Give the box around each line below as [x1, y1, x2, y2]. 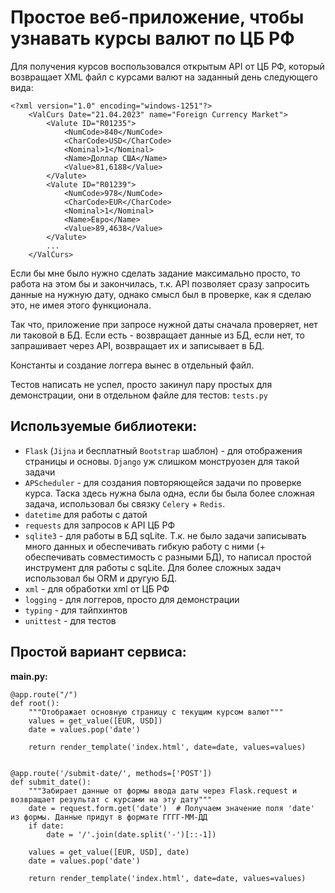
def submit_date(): [10, 777, 92, 787]
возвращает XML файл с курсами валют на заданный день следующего [10, 71, 318, 83]
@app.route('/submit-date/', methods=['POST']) [10, 768, 213, 778]
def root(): [10, 698, 60, 708]
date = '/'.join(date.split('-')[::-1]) [46, 829, 217, 840]
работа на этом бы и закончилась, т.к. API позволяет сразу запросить [10, 277, 310, 290]
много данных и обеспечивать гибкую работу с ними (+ [24, 540, 266, 552]
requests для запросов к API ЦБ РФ [24, 519, 175, 531]
